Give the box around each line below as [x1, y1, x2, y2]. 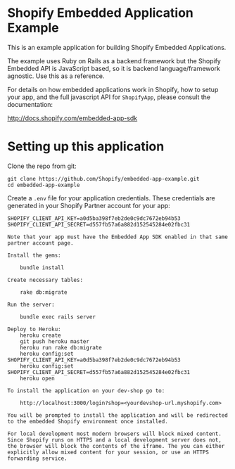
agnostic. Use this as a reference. [7, 72, 105, 80]
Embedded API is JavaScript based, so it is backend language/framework [7, 64, 220, 72]
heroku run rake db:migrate [20, 344, 102, 351]
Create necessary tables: [7, 276, 83, 283]
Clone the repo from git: [7, 162, 77, 170]
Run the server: [7, 301, 55, 308]
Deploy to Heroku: [7, 326, 61, 333]
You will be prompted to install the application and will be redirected [7, 411, 229, 419]
